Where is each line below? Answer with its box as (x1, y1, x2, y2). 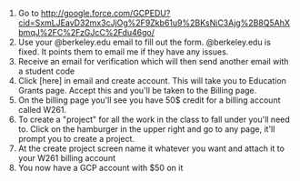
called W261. (17, 105, 66, 115)
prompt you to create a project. (17, 134, 135, 144)
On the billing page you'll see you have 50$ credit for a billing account (17, 95, 281, 106)
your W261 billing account (17, 153, 116, 163)
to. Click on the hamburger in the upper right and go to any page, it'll (17, 124, 275, 135)
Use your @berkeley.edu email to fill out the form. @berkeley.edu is (17, 36, 271, 47)
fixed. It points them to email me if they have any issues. (17, 46, 229, 57)
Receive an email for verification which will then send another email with (17, 56, 289, 66)
